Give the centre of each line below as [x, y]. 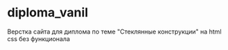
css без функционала [39, 38]
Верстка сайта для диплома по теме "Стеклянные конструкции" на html [114, 32]
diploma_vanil [48, 13]
